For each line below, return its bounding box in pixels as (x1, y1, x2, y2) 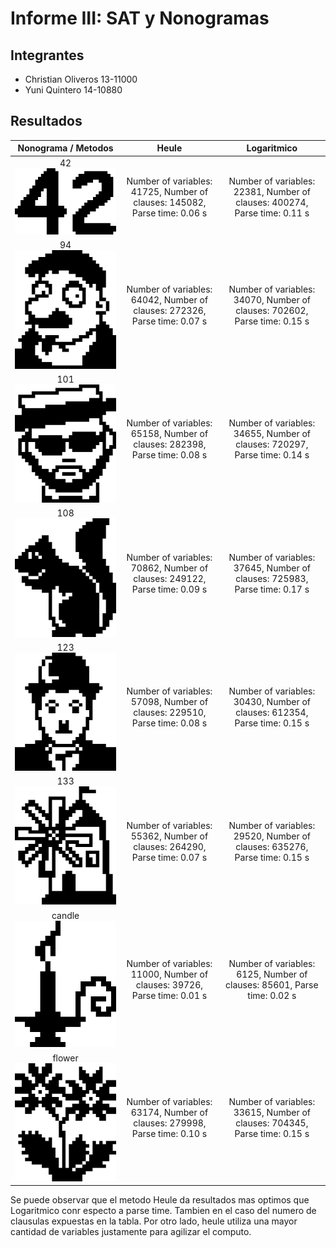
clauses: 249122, (133, 572, 207, 584)
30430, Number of (233, 696, 312, 708)
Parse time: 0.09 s (131, 583, 208, 595)
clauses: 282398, (133, 438, 207, 451)
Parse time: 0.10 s (131, 1128, 208, 1140)
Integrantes (10, 47, 85, 64)
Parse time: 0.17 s (234, 583, 310, 595)
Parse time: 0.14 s (234, 449, 310, 461)
